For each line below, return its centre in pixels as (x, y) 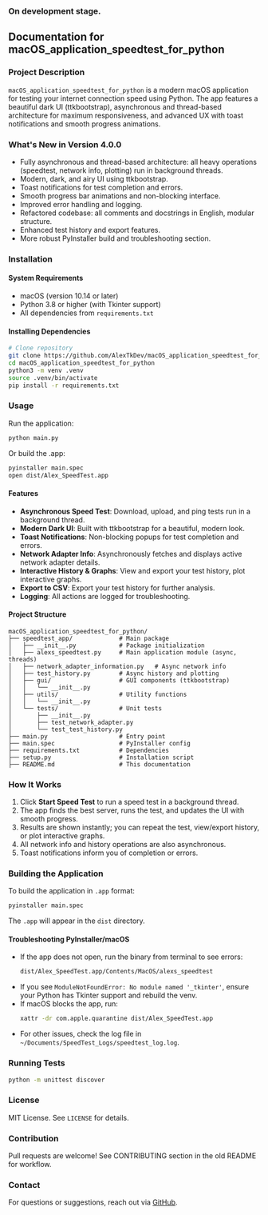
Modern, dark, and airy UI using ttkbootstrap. (94, 178)
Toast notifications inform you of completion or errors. (109, 853)
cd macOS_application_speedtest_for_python (82, 363)
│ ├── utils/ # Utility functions (98, 694)
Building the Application (56, 873)
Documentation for (56, 37)
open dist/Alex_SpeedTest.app (59, 475)
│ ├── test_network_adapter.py (71, 722)
